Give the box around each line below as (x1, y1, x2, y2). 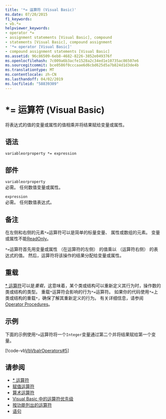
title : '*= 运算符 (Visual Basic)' (5, 7, 77, 12)
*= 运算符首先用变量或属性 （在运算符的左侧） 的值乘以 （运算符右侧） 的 (5, 246, 154, 252)
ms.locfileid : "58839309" (5, 81, 59, 86)
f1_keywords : (5, 16, 32, 21)
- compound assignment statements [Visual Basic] (5, 49, 110, 54)
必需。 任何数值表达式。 (5, 200, 55, 206)
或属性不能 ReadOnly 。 (5, 236, 51, 241)
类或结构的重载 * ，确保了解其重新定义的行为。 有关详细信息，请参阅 (5, 295, 144, 301)
